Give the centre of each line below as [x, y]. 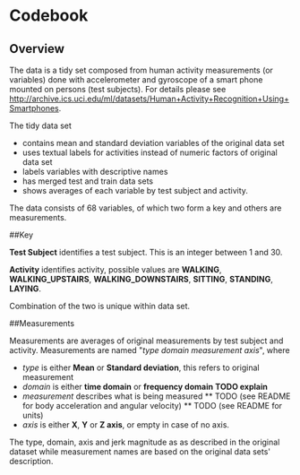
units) [33, 415]
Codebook [49, 16]
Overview [37, 49]
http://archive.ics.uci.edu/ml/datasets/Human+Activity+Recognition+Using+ [149, 99]
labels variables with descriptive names [95, 172]
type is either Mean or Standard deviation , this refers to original [141, 367]
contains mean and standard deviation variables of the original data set [153, 143]
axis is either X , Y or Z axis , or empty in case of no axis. [126, 425]
